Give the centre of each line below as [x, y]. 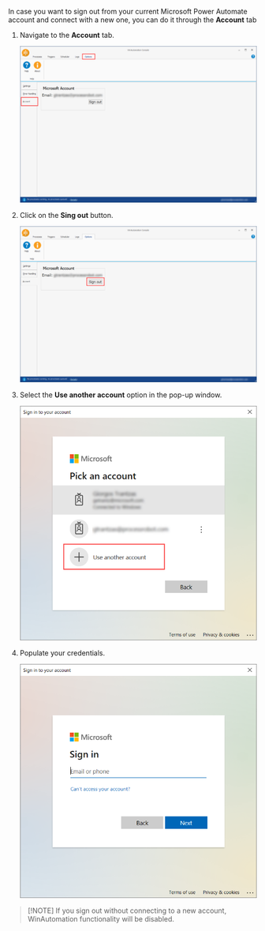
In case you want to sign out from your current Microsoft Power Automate [128, 11]
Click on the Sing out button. [66, 215]
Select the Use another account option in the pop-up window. [121, 395]
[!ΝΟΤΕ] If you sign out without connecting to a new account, [127, 910]
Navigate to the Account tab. [67, 35]
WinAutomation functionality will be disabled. [101, 919]
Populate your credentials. [62, 653]
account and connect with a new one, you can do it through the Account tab [132, 20]
